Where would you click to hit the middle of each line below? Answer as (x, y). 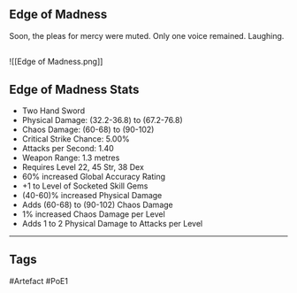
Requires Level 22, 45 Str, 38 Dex (83, 167)
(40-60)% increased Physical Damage (92, 196)
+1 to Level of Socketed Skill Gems (85, 186)
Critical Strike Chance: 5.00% (76, 139)
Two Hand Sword (53, 111)
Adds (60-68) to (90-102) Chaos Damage (98, 205)
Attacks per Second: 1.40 (68, 149)
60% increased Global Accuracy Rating (94, 177)
